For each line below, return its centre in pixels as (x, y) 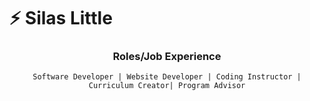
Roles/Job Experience (167, 57)
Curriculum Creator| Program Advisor (167, 86)
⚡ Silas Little (61, 18)
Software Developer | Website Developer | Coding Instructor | (167, 77)
